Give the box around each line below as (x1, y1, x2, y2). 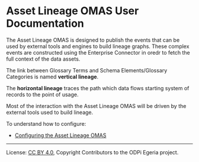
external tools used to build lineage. (6, 109, 94, 116)
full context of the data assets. (6, 55, 81, 62)
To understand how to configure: (6, 120, 86, 127)
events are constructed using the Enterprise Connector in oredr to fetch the (6, 49, 191, 56)
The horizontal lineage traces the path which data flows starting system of (6, 84, 190, 91)
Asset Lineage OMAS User (6, 4, 139, 18)
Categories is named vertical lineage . (6, 73, 99, 80)
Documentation (6, 17, 85, 30)
